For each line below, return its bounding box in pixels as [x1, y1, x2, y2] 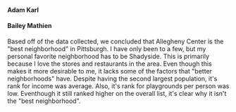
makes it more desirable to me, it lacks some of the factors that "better [7, 66, 213, 75]
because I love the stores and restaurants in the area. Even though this [7, 59, 213, 68]
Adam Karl [7, 6, 39, 14]
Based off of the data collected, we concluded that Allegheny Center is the [7, 37, 224, 45]
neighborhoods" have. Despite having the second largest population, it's [7, 74, 218, 83]
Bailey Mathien [7, 22, 52, 30]
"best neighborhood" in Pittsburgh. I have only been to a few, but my [7, 44, 206, 52]
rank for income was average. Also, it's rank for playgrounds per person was [7, 81, 230, 90]
